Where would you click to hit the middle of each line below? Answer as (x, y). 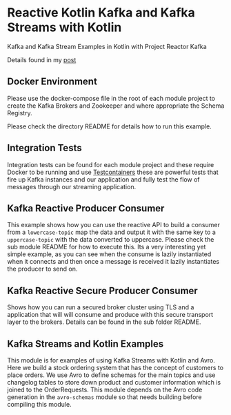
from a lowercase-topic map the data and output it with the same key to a (111, 232)
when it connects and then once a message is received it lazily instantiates (113, 262)
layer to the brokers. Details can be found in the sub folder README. (104, 322)
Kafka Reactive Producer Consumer (86, 208)
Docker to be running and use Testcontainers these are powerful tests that (113, 172)
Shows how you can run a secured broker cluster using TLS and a (101, 307)
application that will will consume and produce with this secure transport (110, 315)
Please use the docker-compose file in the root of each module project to (111, 98)
